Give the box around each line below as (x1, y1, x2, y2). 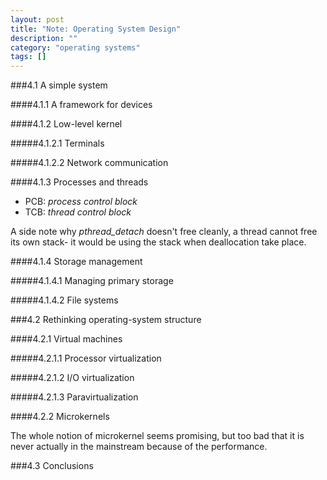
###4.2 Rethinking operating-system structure (10, 314, 202, 326)
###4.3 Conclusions (10, 460, 94, 472)
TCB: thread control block (24, 206, 132, 218)
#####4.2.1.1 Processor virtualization (10, 352, 162, 365)
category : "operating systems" (10, 42, 141, 53)
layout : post (10, 14, 65, 25)
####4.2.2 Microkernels (10, 411, 110, 423)
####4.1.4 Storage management (10, 256, 143, 268)
